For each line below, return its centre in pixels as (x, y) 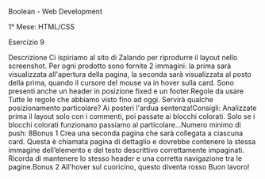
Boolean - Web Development (56, 11)
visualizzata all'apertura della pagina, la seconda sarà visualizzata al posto (130, 74)
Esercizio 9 (27, 42)
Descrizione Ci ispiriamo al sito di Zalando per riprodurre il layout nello (123, 57)
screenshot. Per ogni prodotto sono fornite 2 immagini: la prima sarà (120, 66)
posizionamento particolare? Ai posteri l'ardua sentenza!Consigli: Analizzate (132, 108)
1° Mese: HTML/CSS (42, 27)
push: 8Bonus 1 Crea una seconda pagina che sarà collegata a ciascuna (126, 133)
